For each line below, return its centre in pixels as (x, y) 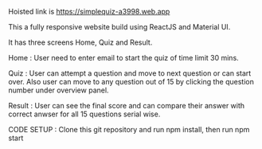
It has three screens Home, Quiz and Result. (80, 42)
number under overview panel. (59, 90)
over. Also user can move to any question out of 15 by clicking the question (131, 82)
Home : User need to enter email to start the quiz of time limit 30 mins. (123, 58)
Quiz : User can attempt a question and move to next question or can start (130, 73)
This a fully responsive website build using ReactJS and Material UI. (119, 27)
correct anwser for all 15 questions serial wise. (84, 114)
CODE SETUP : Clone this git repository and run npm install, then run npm (129, 129)
